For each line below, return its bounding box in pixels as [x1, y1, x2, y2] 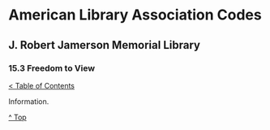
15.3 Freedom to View [8, 63, 96, 74]
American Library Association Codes [8, 6, 262, 24]
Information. [8, 96, 49, 106]
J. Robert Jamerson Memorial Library [8, 38, 201, 52]
